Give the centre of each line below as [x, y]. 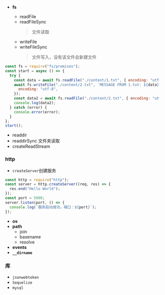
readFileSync [33, 22]
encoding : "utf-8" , [38, 89]
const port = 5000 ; [25, 198]
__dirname [22, 253]
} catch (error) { [28, 107]
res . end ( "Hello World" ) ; [35, 189]
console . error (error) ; [37, 112]
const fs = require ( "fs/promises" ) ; [42, 66]
